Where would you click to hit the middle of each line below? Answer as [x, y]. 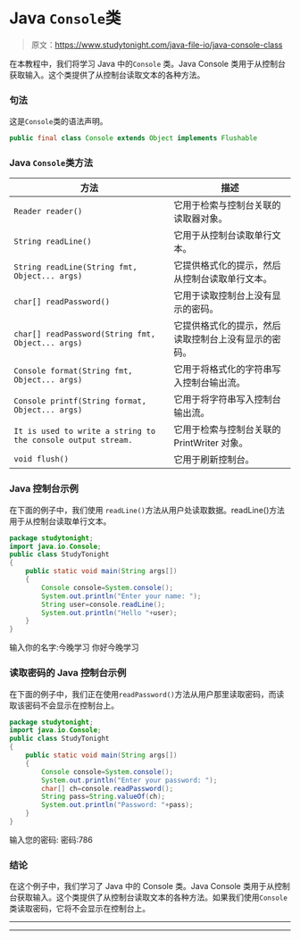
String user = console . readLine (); [104, 604]
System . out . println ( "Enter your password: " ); [129, 780]
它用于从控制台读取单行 [223, 236]
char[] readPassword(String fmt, [85, 334]
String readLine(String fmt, [75, 267]
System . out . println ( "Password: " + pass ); [117, 805]
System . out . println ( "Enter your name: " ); [121, 596]
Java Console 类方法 [51, 163]
